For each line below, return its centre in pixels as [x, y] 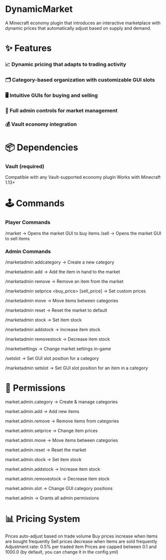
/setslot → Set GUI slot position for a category [52, 358]
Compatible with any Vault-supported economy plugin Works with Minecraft [83, 177]
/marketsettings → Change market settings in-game [58, 349]
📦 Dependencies [42, 147]
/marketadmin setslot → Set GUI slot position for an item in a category [77, 368]
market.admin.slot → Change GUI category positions [59, 488]
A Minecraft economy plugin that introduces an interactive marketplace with [83, 23]
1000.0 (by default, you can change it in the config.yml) [62, 552]
